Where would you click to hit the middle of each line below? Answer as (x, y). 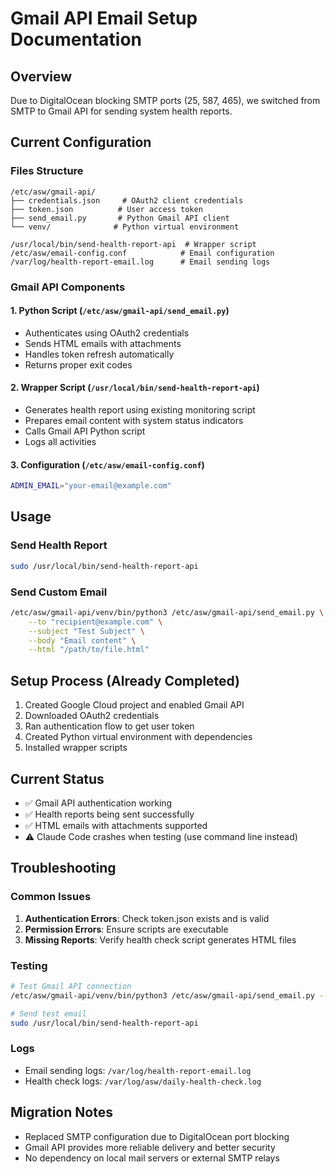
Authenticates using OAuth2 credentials (107, 333)
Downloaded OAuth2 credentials (92, 716)
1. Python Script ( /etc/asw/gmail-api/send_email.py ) (120, 311)
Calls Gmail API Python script (85, 431)
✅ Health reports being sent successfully (109, 814)
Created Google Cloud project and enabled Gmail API (134, 705)
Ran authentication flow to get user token (109, 726)
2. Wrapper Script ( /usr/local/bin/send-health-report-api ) (135, 388)
